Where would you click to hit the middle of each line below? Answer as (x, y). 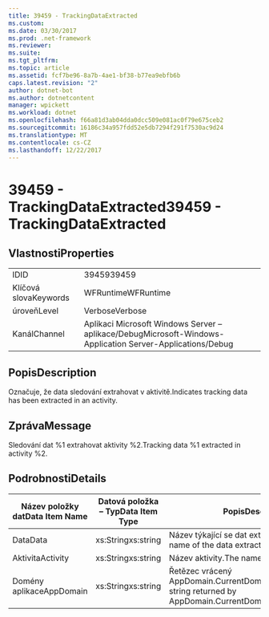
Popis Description (52, 373)
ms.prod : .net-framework (50, 38)
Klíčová (26, 288)
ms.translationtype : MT (48, 135)
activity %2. (28, 453)
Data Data (30, 540)
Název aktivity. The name (216, 558)
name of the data (201, 545)
